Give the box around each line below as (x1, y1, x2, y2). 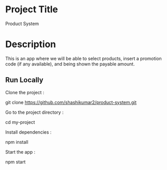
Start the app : (5, 148, 36, 155)
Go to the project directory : (5, 109, 64, 115)
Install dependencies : (5, 129, 52, 135)
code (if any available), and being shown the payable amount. (5, 60, 135, 67)
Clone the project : (5, 89, 44, 95)
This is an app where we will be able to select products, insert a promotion (5, 55, 162, 61)
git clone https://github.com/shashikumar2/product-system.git (5, 99, 137, 105)
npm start (5, 159, 26, 165)
